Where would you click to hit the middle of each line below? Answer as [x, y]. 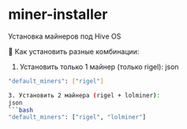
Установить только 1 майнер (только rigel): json [99, 66]
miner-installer [58, 15]
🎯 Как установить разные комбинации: [74, 51]
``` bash [21, 110]
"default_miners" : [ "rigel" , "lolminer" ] [77, 117]
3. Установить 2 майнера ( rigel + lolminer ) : [84, 95]
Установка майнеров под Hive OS [65, 36]
